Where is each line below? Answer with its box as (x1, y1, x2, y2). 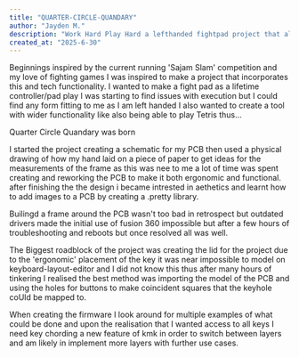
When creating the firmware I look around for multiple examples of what (9, 309, 273, 320)
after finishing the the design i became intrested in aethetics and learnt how (9, 182, 287, 192)
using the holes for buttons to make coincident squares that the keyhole (9, 282, 273, 294)
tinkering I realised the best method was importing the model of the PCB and (9, 273, 290, 284)
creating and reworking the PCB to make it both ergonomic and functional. (9, 173, 282, 183)
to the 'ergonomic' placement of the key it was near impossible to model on (9, 255, 287, 265)
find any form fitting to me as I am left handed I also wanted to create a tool (9, 100, 285, 111)
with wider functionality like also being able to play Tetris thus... (9, 110, 242, 120)
